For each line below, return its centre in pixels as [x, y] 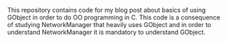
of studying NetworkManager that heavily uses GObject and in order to [109, 25]
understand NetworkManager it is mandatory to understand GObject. [107, 32]
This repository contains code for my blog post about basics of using [107, 10]
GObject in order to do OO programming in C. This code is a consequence [114, 17]
